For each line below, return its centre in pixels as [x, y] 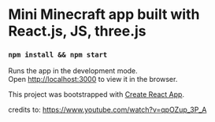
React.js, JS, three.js [77, 31]
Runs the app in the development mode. [73, 71]
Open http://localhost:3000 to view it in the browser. [93, 79]
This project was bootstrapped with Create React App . [96, 94]
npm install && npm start [58, 55]
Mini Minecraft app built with [104, 15]
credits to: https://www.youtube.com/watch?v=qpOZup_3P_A [107, 110]
